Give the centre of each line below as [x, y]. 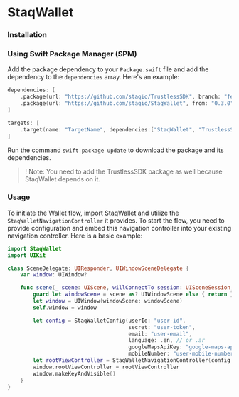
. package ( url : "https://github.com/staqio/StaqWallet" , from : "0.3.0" [127, 104]
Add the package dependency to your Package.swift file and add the [108, 69]
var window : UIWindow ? [54, 275]
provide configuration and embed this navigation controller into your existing [119, 228]
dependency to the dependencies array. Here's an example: [94, 77]
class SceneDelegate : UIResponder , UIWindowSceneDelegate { [99, 268]
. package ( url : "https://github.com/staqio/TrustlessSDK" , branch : [121, 97]
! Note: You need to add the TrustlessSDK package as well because [123, 171]
